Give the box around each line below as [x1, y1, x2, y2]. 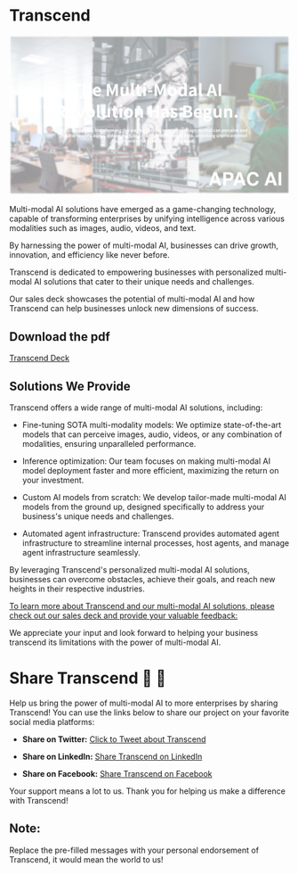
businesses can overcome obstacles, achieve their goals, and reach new [9, 574, 276, 585]
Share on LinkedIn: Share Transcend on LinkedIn [21, 751, 203, 762]
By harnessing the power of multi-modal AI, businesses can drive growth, [9, 240, 278, 251]
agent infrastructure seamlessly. [21, 548, 141, 558]
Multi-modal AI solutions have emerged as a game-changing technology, [9, 204, 277, 215]
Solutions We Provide [9, 378, 131, 393]
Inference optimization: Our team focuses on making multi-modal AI [21, 456, 271, 466]
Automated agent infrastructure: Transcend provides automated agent [21, 528, 280, 540]
